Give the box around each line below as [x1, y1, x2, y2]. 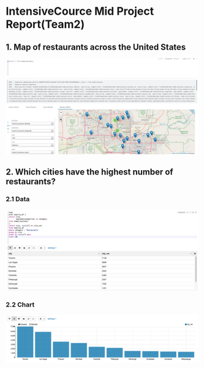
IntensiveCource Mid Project [6, 4, 154, 18]
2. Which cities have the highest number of [6, 167, 173, 178]
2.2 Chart [6, 300, 35, 309]
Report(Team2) [6, 17, 85, 31]
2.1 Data [6, 195, 30, 203]
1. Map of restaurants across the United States [6, 42, 186, 52]
